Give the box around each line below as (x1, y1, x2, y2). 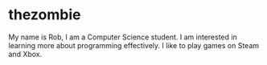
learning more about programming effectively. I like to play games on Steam (8, 40, 260, 50)
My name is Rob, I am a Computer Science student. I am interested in (8, 32, 237, 42)
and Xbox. (8, 49, 43, 59)
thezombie (8, 6, 81, 24)
